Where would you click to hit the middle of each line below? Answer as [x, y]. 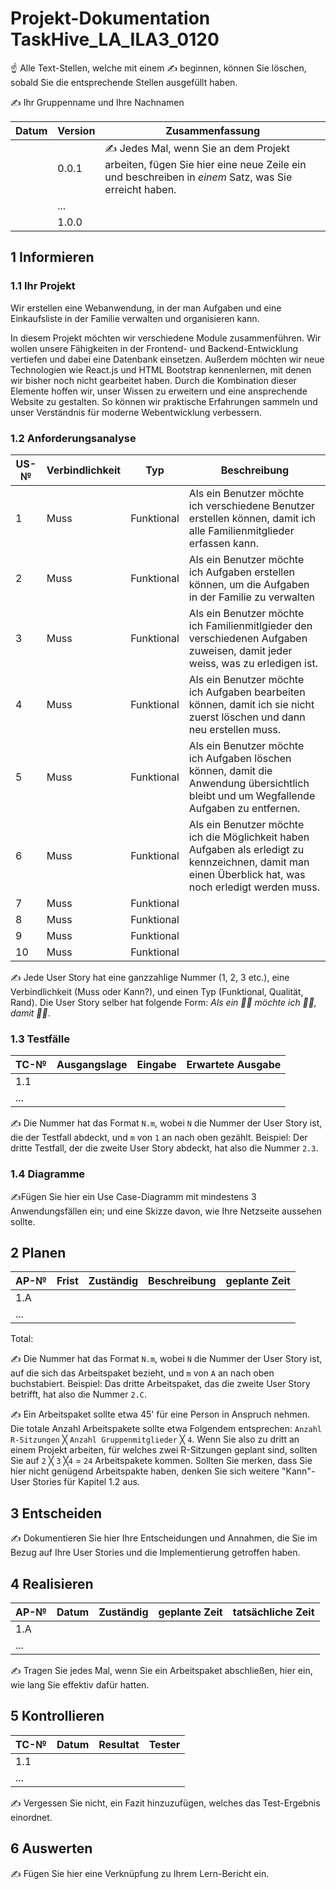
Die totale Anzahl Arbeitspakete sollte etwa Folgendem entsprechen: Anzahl [166, 1429]
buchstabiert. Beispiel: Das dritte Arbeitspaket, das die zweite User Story [160, 1384]
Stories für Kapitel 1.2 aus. [86, 1482]
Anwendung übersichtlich [249, 783]
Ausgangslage [92, 1065]
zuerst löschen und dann [247, 717]
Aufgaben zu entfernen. [244, 808]
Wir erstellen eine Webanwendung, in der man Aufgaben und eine [146, 308]
